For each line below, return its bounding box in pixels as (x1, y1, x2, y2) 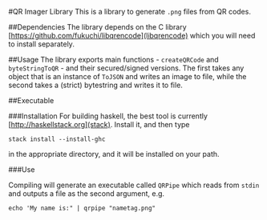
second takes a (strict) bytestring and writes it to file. (8, 80, 183, 90)
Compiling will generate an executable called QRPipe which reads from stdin (8, 180, 260, 190)
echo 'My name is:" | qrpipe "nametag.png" (8, 204, 156, 212)
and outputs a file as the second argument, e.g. (8, 189, 165, 198)
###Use (8, 165, 35, 174)
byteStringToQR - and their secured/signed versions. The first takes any (8, 63, 245, 73)
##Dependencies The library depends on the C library (8, 22, 187, 31)
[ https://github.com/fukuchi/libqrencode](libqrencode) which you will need (8, 31, 256, 40)
